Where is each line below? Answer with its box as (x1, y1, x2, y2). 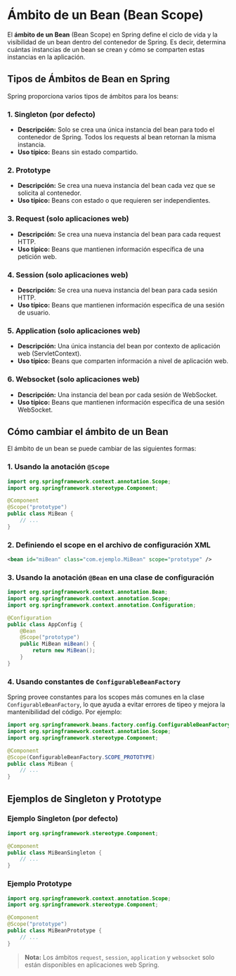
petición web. (17, 252, 58, 260)
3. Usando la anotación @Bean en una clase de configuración (7, 572, 214, 582)
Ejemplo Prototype (7, 879, 72, 889)
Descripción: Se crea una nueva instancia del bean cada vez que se (17, 182, 216, 190)
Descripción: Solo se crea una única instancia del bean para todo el (17, 125, 215, 134)
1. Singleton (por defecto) (7, 109, 96, 119)
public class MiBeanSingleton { (7, 849, 102, 856)
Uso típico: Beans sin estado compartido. (17, 148, 138, 156)
